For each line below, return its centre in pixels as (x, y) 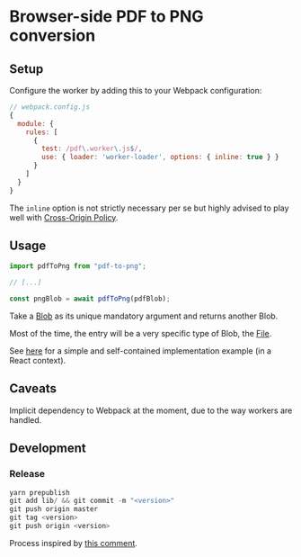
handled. (26, 419)
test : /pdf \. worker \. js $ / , (92, 149)
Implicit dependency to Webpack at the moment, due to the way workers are (151, 410)
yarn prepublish (40, 492)
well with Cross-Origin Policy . (64, 217)
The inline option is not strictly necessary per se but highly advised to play (149, 208)
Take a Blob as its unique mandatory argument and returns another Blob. (144, 316)
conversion (53, 36)
